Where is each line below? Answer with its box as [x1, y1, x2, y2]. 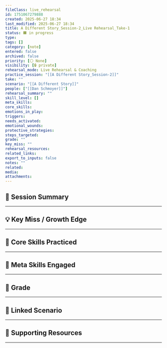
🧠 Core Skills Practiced [5, 238, 77, 247]
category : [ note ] [5, 44, 41, 49]
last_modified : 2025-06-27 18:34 [5, 21, 75, 26]
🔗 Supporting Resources [5, 329, 83, 337]
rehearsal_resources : [5, 147, 50, 152]
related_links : [5, 151, 37, 156]
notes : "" [5, 160, 26, 165]
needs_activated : [5, 118, 41, 124]
